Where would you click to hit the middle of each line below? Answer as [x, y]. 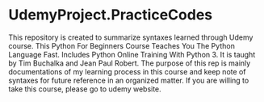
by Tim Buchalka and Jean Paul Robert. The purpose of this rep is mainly [130, 63]
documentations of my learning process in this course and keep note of [127, 71]
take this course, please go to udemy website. [85, 89]
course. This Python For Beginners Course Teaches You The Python [122, 45]
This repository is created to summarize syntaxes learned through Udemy [131, 37]
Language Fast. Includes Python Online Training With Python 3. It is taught [132, 54]
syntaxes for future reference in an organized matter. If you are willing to [129, 80]
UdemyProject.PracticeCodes [110, 15]
